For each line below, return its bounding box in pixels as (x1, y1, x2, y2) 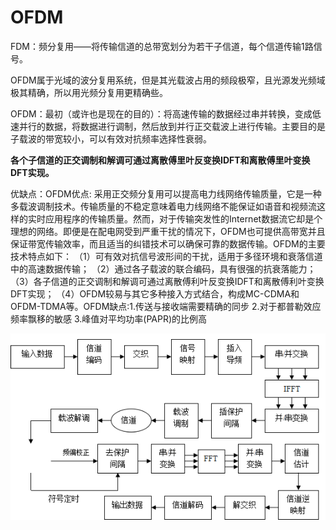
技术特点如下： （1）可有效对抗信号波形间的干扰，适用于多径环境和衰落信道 (10, 250, 323, 262)
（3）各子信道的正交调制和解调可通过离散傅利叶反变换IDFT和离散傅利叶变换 (10, 275, 325, 287)
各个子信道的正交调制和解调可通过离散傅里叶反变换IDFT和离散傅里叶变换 (10, 154, 311, 166)
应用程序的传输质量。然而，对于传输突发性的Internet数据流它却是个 (44, 212, 323, 225)
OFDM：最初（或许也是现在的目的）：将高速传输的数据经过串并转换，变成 (10, 107, 313, 120)
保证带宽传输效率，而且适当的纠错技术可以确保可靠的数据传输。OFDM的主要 (10, 237, 326, 250)
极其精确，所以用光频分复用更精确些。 (10, 86, 168, 98)
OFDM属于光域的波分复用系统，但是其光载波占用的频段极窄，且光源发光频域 (10, 74, 326, 86)
